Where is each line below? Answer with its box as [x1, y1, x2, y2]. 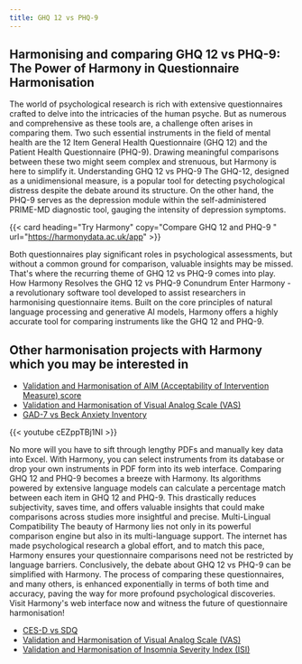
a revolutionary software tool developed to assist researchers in [9, 287, 246, 298]
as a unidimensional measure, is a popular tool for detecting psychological [9, 175, 286, 186]
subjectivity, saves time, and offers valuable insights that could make [9, 502, 265, 513]
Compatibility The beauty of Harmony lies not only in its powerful [9, 521, 252, 532]
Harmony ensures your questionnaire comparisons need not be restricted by [9, 550, 294, 561]
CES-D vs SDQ [22, 625, 78, 636]
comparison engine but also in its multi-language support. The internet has [9, 530, 288, 542]
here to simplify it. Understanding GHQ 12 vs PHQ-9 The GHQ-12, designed [9, 166, 289, 177]
